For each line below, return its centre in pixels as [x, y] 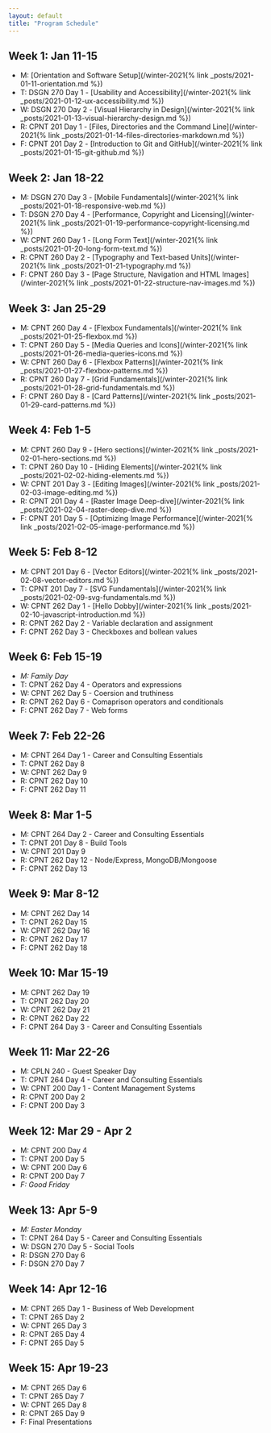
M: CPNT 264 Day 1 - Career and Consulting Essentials [111, 756]
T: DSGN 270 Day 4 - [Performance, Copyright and [104, 215]
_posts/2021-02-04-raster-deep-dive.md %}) [96, 510]
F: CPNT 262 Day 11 [53, 789]
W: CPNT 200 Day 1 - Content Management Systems [108, 1089]
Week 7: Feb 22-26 [57, 736]
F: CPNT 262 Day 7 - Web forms [74, 710]
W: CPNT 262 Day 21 [55, 1010]
